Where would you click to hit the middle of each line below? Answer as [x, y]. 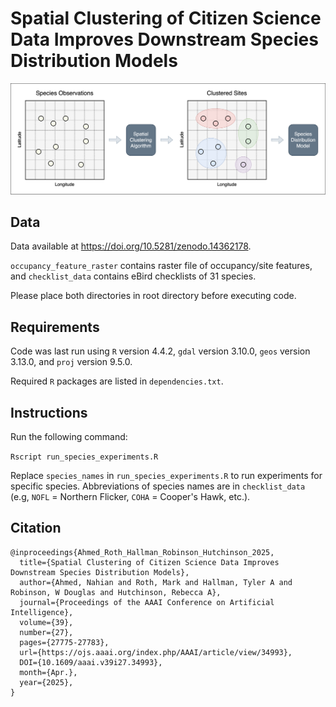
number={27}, [46, 632]
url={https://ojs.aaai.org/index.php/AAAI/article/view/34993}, [156, 652]
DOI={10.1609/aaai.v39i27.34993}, [91, 662]
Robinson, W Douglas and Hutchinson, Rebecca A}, [116, 592]
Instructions [49, 412]
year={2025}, [46, 682]
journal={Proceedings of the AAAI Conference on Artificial [147, 602]
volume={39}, [46, 622]
